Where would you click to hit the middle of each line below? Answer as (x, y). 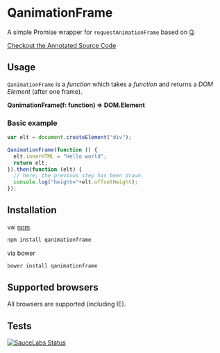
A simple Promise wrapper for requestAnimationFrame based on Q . (101, 32)
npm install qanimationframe (49, 240)
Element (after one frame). (45, 91)
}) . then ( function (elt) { (44, 169)
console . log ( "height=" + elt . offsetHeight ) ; (76, 182)
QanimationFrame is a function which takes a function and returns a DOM (110, 84)
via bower (22, 253)
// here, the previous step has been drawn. (79, 176)
